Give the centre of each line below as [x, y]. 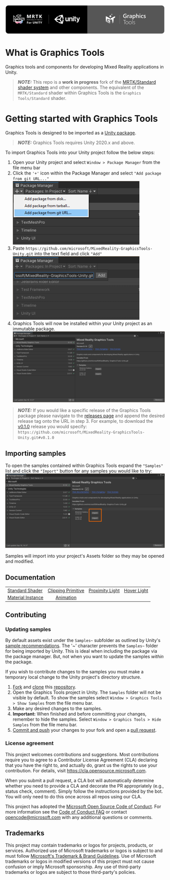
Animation [66, 598]
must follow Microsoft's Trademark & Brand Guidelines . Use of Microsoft [81, 856]
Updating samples [28, 629]
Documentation [30, 577]
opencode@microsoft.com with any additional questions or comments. [79, 817]
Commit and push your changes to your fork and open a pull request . [84, 730]
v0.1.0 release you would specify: [52, 427]
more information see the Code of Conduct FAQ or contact [66, 811]
